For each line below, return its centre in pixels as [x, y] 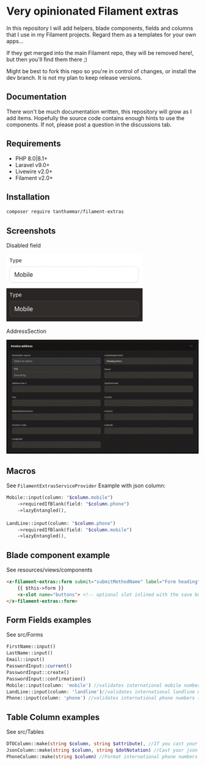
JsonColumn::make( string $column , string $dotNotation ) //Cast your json [102, 750]
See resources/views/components [49, 570]
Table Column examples [53, 717]
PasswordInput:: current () [39, 666]
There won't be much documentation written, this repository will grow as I [99, 112]
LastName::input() [30, 653]
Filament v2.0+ [34, 177]
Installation [28, 197]
